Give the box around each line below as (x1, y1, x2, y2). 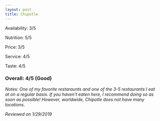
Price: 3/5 (5, 44, 25, 50)
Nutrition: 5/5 (5, 35, 32, 40)
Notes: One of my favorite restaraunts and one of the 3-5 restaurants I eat (5, 86, 155, 92)
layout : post (5, 7, 32, 12)
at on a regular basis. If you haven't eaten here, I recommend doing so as (5, 91, 154, 97)
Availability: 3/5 (5, 25, 36, 31)
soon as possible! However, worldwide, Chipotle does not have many (5, 96, 145, 102)
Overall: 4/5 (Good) (5, 75, 52, 82)
